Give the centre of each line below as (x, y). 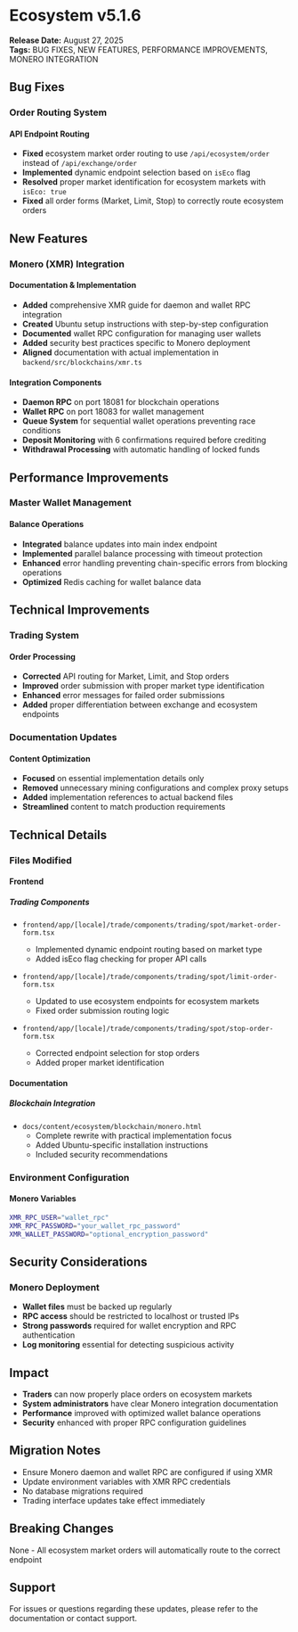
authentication (48, 1335)
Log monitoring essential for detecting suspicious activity (128, 1345)
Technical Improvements (80, 610)
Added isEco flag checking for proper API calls (121, 959)
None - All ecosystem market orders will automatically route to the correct (145, 1550)
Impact (29, 1373)
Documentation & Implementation (73, 285)
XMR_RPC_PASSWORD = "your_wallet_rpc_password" (95, 1226)
